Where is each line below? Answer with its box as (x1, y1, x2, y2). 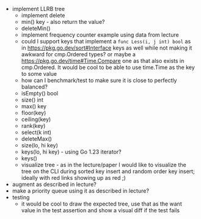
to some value (21, 70, 57, 77)
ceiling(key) (21, 116, 51, 123)
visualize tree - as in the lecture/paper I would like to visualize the (21, 161, 186, 168)
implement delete (21, 12, 65, 19)
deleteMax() (21, 135, 52, 143)
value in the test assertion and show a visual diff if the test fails (21, 207, 180, 213)
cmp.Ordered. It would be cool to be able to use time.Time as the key (21, 64, 196, 71)
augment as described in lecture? (12, 180, 97, 188)
